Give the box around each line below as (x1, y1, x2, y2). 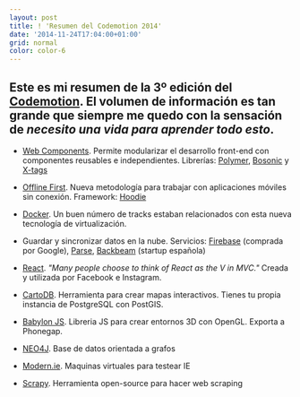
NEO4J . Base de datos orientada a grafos (21, 342, 176, 354)
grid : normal (9, 38, 58, 47)
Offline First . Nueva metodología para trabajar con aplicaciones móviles (21, 181, 287, 193)
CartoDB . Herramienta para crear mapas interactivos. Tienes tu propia (21, 289, 281, 300)
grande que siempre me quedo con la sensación (9, 108, 283, 123)
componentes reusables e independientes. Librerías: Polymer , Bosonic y (21, 154, 289, 166)
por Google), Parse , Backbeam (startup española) (21, 245, 206, 255)
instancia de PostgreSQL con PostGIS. (21, 298, 164, 309)
